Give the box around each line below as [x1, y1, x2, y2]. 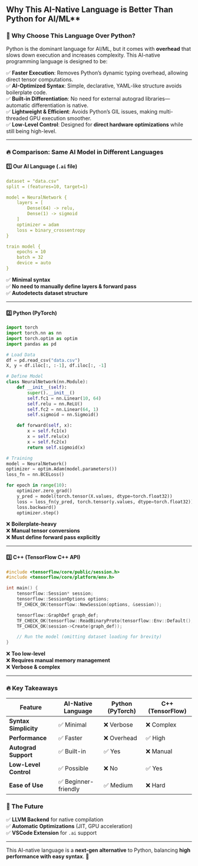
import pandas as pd [6, 341, 57, 347]
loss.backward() [16, 504, 57, 510]
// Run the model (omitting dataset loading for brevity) [16, 634, 162, 640]
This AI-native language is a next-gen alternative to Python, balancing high [6, 846, 190, 854]
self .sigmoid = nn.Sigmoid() [27, 412, 99, 418]
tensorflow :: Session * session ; [16, 591, 94, 596]
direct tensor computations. [6, 76, 74, 83]
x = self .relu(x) [27, 434, 70, 440]
